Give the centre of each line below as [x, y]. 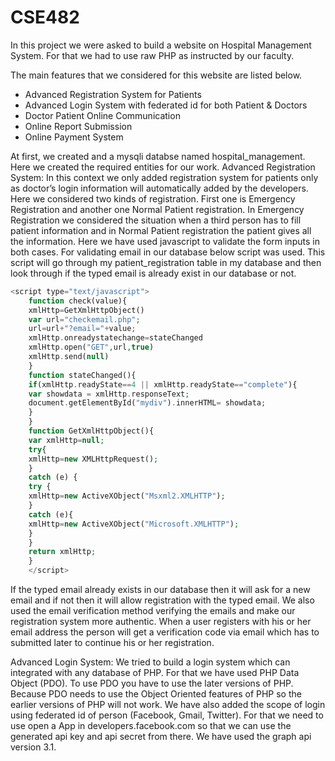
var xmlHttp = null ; [66, 440]
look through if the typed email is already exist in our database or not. [153, 273]
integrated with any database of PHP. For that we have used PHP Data [155, 673]
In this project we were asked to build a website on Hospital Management [161, 45]
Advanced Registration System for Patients [113, 94]
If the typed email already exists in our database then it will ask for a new [160, 590]
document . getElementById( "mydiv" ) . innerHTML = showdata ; [147, 403]
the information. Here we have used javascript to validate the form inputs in [165, 241]
